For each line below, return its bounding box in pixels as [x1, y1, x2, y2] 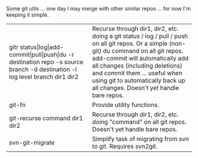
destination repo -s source [9, 58, 84, 66]
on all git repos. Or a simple [92, 40, 168, 47]
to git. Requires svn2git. [92, 142, 158, 150]
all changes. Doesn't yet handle [92, 84, 179, 92]
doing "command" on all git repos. [92, 118, 187, 126]
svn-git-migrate [9, 138, 55, 147]
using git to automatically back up [92, 76, 186, 85]
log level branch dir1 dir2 [9, 73, 79, 80]
